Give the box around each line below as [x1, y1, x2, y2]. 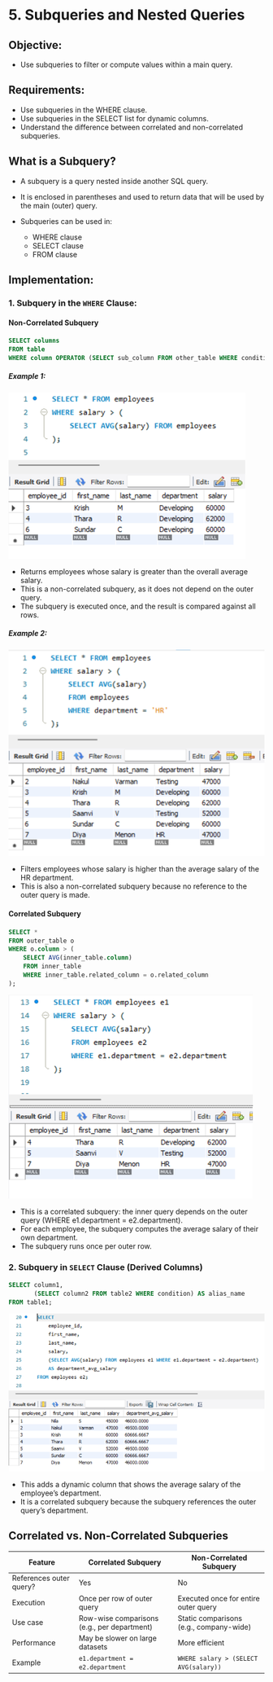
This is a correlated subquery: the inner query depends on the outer [19, 1206, 248, 1216]
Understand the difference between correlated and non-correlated [19, 122, 244, 132]
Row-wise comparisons [78, 1613, 159, 1623]
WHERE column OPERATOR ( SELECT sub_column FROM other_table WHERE [8, 354, 238, 362]
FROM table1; [8, 1298, 53, 1307]
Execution [11, 1598, 45, 1608]
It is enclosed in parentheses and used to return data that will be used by [19, 191, 265, 201]
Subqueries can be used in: [19, 216, 112, 226]
